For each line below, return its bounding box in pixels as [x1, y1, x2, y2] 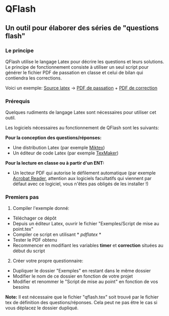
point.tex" [12, 226, 34, 232]
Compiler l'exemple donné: [12, 205, 70, 211]
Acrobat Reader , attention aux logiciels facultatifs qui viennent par [12, 175, 152, 182]
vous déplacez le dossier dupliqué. [5, 305, 79, 311]
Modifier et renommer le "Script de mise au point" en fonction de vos [12, 279, 158, 285]
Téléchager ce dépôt [12, 215, 57, 221]
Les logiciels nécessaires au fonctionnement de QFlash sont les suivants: [5, 125, 159, 131]
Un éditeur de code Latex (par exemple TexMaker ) [12, 150, 119, 156]
